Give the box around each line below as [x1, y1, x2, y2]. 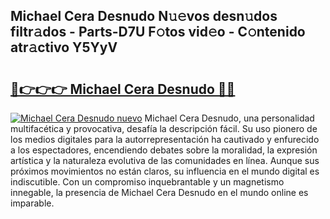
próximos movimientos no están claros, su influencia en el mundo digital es [10, 165, 320, 177]
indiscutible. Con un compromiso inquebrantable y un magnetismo [10, 176, 285, 188]
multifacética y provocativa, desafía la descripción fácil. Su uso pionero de [10, 123, 318, 134]
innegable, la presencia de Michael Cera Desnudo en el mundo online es [10, 187, 309, 198]
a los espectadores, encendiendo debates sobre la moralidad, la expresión [10, 144, 318, 156]
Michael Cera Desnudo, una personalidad [144, 112, 315, 124]
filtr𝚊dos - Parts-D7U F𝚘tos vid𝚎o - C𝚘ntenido [10, 24, 306, 41]
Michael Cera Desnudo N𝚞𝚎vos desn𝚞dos [10, 8, 278, 25]
